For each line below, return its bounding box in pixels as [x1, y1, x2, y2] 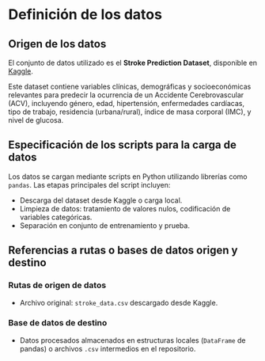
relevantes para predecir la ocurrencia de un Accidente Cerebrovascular [8, 90, 244, 100]
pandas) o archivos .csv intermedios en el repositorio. [19, 344, 196, 353]
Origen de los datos [8, 37, 107, 51]
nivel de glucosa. [8, 116, 64, 124]
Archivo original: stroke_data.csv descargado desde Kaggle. [19, 298, 218, 307]
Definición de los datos [8, 6, 162, 24]
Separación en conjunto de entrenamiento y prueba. [19, 220, 190, 230]
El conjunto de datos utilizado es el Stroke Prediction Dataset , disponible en [8, 58, 258, 67]
